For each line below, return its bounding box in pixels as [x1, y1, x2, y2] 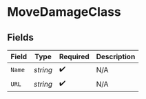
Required [59, 52, 90, 61]
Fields [7, 32, 34, 43]
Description [96, 52, 136, 61]
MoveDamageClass [7, 4, 122, 20]
